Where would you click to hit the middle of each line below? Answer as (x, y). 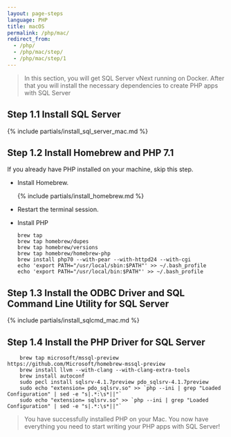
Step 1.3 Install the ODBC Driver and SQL (96, 293)
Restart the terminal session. (58, 210)
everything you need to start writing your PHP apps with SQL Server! (122, 426)
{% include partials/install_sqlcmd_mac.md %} (73, 320)
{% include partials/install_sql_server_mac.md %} (78, 131)
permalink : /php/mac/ (38, 33)
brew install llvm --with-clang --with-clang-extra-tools (105, 370)
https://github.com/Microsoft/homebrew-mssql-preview (86, 364)
